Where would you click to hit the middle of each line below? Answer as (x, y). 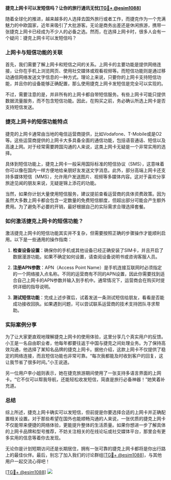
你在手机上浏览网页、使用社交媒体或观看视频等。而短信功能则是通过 (90, 71)
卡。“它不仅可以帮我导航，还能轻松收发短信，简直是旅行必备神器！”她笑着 (83, 380)
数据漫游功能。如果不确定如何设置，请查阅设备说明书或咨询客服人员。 (86, 257)
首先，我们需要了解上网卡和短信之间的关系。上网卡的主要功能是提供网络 (81, 65)
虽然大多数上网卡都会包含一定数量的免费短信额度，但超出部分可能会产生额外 (85, 200)
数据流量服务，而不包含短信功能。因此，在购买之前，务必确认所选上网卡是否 (85, 101)
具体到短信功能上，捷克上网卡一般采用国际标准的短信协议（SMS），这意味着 (85, 164)
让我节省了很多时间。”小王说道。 (39, 362)
